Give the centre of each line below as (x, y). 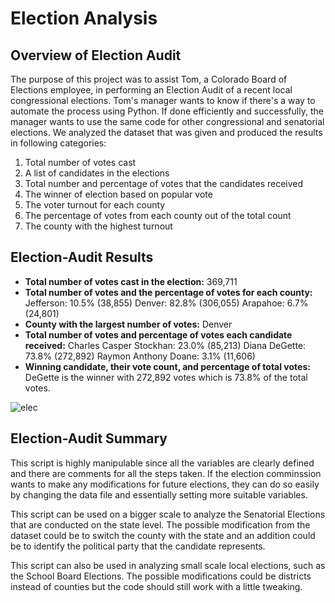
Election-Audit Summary (89, 438)
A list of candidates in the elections (97, 173)
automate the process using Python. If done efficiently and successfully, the (167, 111)
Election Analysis (84, 18)
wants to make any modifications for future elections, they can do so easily (165, 484)
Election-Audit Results (82, 257)
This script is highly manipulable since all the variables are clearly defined (162, 463)
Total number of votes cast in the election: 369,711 (131, 281)
